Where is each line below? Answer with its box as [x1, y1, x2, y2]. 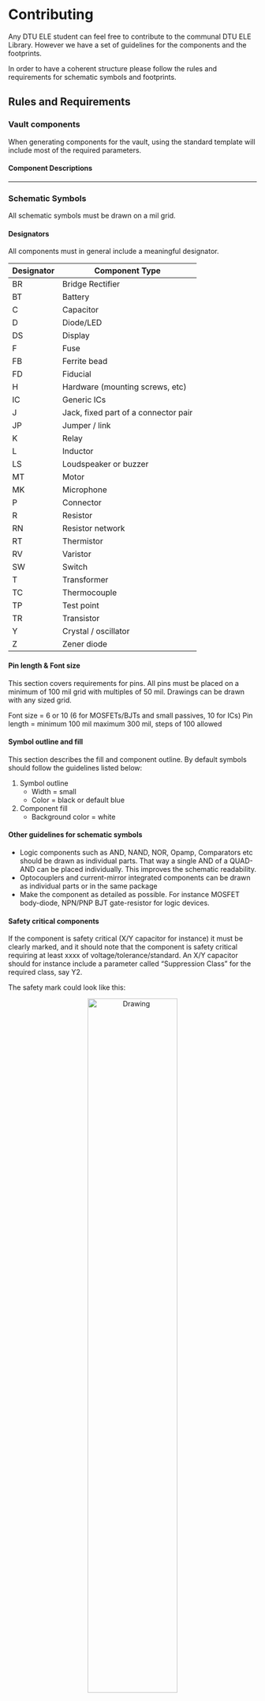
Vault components [8, 119, 80, 130]
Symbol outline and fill [8, 737, 84, 747]
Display [62, 330, 91, 341]
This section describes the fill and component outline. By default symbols [8, 754, 247, 764]
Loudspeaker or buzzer [62, 459, 149, 470]
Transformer [62, 574, 109, 585]
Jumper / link [62, 420, 111, 431]
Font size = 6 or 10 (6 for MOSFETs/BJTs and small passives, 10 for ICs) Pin [8, 710, 253, 720]
